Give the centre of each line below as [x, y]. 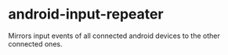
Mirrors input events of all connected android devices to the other [114, 36]
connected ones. [35, 43]
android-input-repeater [86, 14]
